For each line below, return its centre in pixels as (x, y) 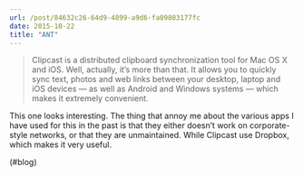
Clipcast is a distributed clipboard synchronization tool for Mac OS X (159, 60)
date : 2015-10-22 (42, 26)
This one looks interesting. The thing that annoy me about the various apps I (152, 116)
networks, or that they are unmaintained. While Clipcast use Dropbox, (160, 135)
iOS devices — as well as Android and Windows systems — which (155, 89)
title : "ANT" (34, 34)
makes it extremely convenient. (90, 98)
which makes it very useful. (60, 144)
